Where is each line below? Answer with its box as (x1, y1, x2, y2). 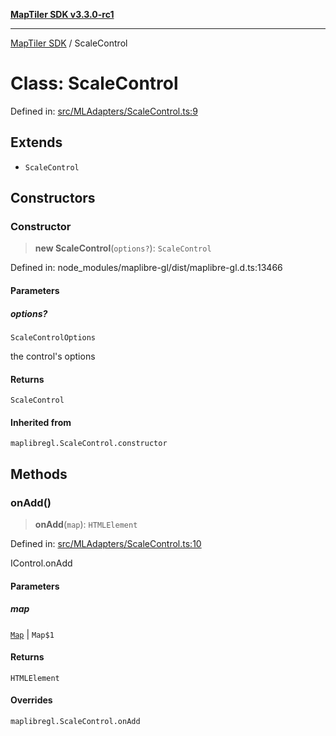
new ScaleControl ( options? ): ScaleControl (34, 242, 212, 254)
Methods (10, 465, 68, 483)
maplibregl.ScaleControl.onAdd (10, 717, 141, 727)
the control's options (10, 350, 96, 362)
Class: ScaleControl (10, 72, 179, 95)
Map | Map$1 (10, 628, 55, 640)
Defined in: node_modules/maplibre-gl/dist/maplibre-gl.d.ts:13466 (10, 262, 283, 274)
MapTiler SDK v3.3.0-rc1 (10, 9, 115, 20)
